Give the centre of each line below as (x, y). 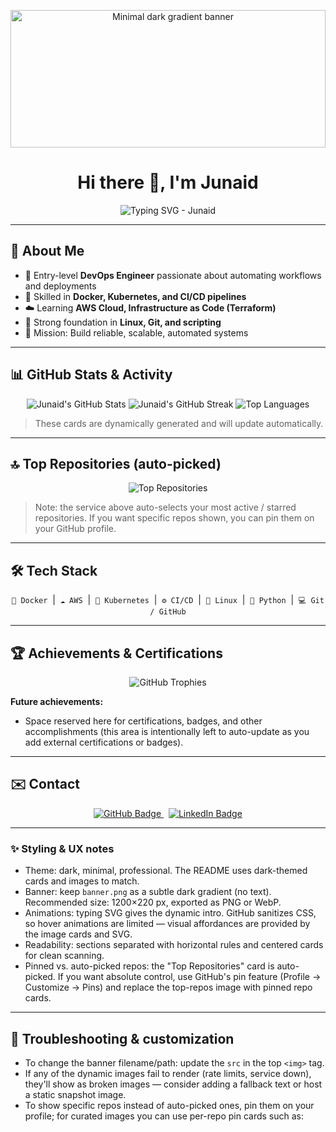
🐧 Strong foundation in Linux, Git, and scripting (123, 322)
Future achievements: (57, 701)
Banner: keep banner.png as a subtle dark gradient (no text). (148, 892)
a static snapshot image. (75, 1094)
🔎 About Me (47, 251)
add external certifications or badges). (104, 742)
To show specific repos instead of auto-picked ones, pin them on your (169, 1105)
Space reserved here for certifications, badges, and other (143, 721)
